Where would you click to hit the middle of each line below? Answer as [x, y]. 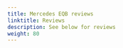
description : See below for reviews [61, 27]
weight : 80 [23, 34]
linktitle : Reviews [36, 20]
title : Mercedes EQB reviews [50, 14]
